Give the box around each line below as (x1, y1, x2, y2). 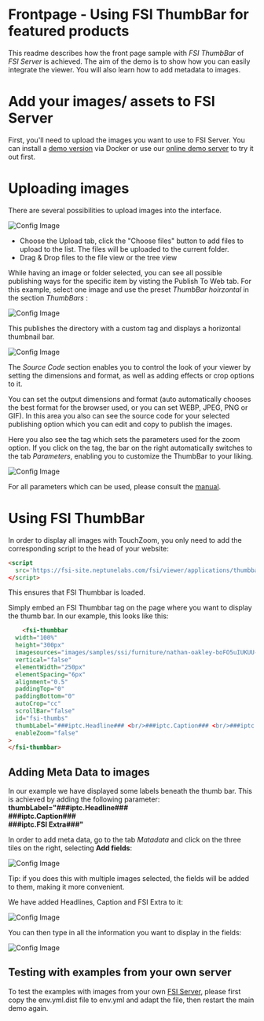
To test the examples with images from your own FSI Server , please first (8, 986, 241, 996)
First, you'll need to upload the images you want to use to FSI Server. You (8, 135, 246, 145)
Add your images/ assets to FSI (8, 93, 216, 111)
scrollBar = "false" (15, 707, 76, 715)
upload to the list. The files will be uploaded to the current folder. (19, 244, 229, 253)
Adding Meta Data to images (8, 765, 150, 779)
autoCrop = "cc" (15, 700, 61, 708)
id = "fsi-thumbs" (15, 714, 68, 722)
